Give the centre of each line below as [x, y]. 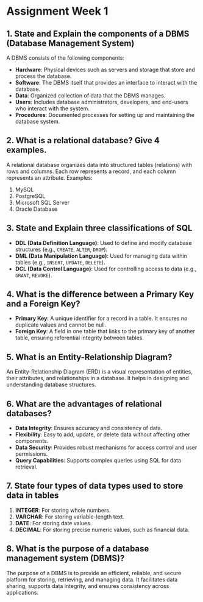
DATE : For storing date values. [53, 523]
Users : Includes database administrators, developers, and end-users [101, 102]
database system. [37, 121]
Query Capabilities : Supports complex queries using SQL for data [98, 461]
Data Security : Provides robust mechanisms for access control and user [106, 448]
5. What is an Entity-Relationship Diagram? [89, 357]
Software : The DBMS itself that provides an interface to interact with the [106, 83]
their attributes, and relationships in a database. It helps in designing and [98, 378]
